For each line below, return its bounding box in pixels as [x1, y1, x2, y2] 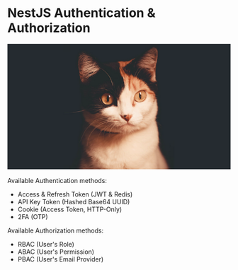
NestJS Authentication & [7, 5, 156, 21]
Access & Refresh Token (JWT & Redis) [17, 189, 133, 199]
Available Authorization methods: [7, 226, 104, 235]
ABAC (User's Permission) [17, 247, 94, 256]
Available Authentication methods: [7, 176, 108, 184]
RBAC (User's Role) [17, 240, 74, 248]
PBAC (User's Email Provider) [17, 254, 104, 263]
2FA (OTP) [17, 212, 48, 221]
